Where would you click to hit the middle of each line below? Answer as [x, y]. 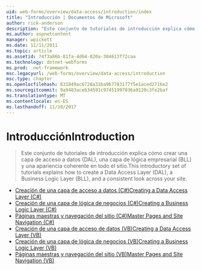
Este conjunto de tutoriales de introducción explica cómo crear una [104, 153]
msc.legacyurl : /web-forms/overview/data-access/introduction [86, 73]
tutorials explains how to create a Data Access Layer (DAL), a [97, 173]
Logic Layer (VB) [36, 248]
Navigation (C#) [35, 222]
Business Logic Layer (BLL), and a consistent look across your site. [104, 179]
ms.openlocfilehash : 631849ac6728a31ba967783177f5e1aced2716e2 [87, 85]
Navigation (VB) [35, 261]
